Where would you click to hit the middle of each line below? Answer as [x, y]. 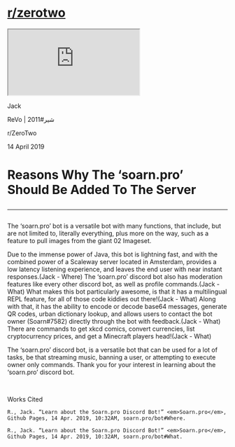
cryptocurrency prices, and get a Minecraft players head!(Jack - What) [109, 336]
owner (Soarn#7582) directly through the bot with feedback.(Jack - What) [114, 322]
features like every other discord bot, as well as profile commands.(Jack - [114, 284]
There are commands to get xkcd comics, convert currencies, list [101, 329]
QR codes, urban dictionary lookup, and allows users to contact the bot [110, 314]
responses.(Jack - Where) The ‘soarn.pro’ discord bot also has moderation [115, 277]
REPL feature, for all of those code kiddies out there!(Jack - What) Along [112, 299]
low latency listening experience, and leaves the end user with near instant [115, 269]
